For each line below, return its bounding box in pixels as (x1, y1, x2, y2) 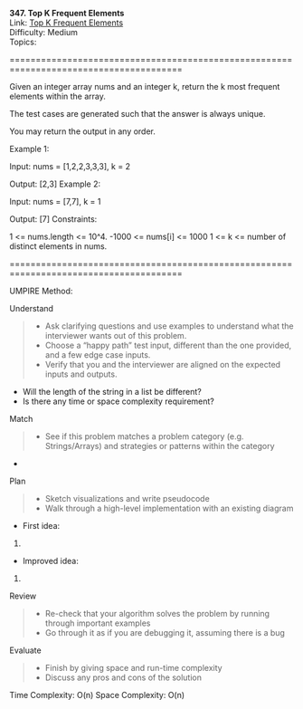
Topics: (9, 36, 37, 47)
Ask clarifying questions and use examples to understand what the (44, 321, 294, 331)
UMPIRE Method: (9, 285, 73, 296)
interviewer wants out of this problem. (44, 331, 187, 340)
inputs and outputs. (44, 369, 118, 379)
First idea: (22, 521, 61, 531)
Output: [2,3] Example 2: (9, 178, 101, 189)
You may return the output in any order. (9, 126, 156, 137)
